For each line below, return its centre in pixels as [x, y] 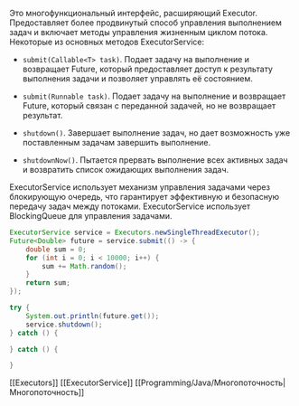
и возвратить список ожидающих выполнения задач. [126, 170]
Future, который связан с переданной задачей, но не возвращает [149, 106]
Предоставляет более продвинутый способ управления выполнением [145, 23]
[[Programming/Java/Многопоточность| [210, 382]
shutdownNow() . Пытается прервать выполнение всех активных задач [155, 160]
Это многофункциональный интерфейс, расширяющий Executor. [134, 13]
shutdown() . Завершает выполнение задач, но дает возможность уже [156, 133]
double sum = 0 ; [56, 249]
